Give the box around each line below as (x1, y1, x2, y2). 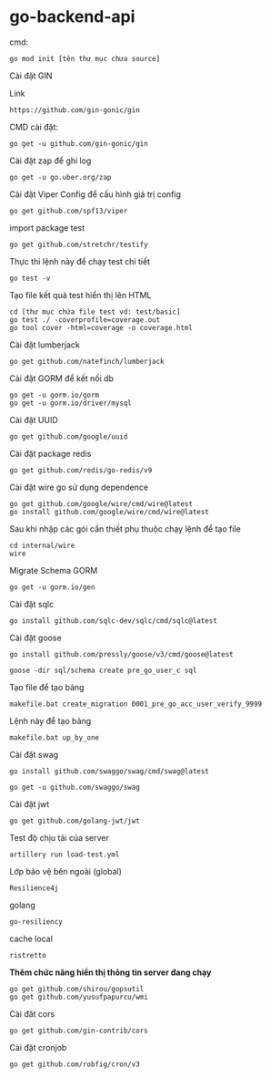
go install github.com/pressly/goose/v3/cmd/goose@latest (9, 649, 234, 658)
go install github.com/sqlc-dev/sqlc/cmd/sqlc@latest (9, 616, 218, 626)
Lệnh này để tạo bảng (9, 715, 92, 726)
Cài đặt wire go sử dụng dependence (9, 482, 148, 492)
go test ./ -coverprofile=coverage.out (9, 315, 161, 325)
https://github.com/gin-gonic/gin (9, 105, 141, 115)
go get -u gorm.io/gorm (9, 390, 100, 399)
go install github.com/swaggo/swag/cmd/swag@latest (9, 766, 209, 776)
